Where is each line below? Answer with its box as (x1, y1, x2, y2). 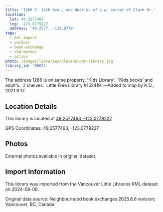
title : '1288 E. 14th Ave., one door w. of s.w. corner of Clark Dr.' (5, 7, 156, 13)
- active (10, 54, 28, 59)
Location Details (5, 102, 57, 111)
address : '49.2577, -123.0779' (10, 26, 75, 31)
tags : (5, 31, 17, 36)
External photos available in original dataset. (5, 153, 97, 159)
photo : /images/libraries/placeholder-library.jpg (5, 59, 113, 64)
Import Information (5, 167, 66, 176)
